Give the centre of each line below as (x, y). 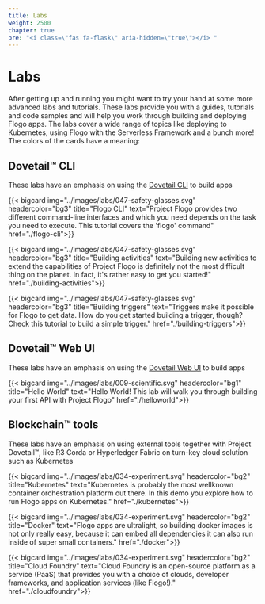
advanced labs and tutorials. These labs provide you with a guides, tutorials (131, 107)
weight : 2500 (30, 23)
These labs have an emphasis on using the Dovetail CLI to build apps (120, 185)
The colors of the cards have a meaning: (74, 141)
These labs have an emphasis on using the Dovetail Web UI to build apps (127, 367)
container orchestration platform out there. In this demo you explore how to (131, 493)
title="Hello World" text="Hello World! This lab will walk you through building (133, 391)
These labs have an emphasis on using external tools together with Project (130, 444)
